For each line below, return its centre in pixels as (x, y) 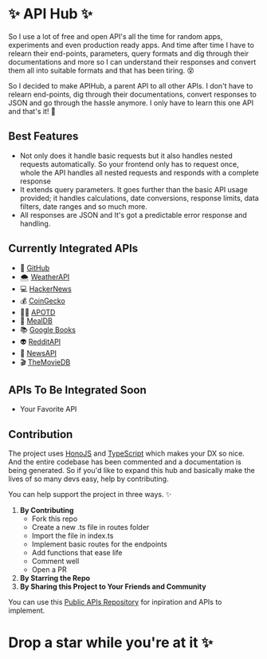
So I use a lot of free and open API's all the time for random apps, (116, 36)
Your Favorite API (48, 409)
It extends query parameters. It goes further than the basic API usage (134, 189)
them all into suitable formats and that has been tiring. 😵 (102, 70)
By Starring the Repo (55, 578)
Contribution (41, 434)
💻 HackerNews (45, 289)
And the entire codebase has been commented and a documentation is (125, 462)
